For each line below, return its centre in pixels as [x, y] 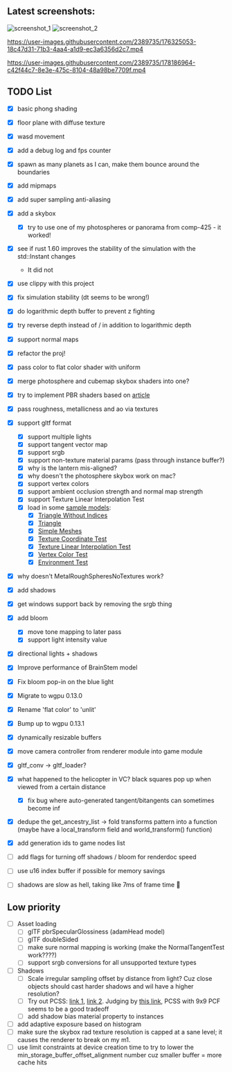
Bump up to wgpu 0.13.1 [51, 723]
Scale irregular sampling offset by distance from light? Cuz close [120, 978]
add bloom [33, 618]
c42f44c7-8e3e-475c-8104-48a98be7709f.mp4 [77, 70]
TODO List [29, 92]
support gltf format [44, 423]
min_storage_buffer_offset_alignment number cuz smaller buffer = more [119, 1055]
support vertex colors [58, 484]
